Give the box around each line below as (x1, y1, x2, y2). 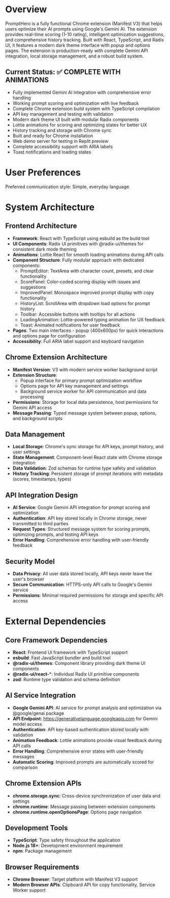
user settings (12, 449, 41, 455)
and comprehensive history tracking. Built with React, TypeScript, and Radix (5, 37, 164, 43)
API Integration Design (5, 491, 78, 499)
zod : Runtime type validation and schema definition (12, 676, 120, 682)
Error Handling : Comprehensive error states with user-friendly (12, 748, 144, 754)
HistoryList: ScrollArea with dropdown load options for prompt (20, 300, 150, 306)
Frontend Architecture (5, 222, 77, 230)
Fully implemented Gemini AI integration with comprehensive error (12, 89, 151, 95)
